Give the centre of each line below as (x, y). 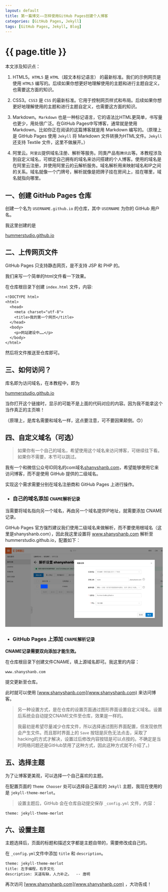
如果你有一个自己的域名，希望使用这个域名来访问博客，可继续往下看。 (90, 451)
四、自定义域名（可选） (41, 438)
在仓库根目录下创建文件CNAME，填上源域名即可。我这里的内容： (72, 662)
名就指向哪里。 (28, 178)
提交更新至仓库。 (23, 682)
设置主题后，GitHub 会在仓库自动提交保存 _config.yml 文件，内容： (87, 803)
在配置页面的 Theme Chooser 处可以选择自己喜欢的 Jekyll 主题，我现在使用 (81, 786)
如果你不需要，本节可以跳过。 (48, 457)
